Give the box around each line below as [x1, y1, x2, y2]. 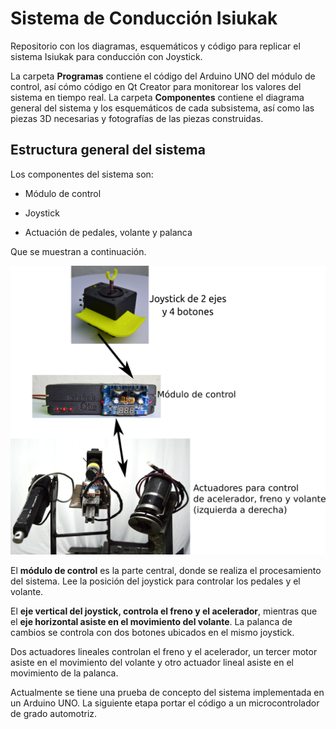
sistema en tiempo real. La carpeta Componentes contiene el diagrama [10, 91, 305, 103]
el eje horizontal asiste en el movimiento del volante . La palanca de [10, 615, 293, 627]
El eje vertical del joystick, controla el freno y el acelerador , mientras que [10, 605, 318, 617]
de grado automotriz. [10, 707, 98, 719]
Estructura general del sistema [10, 142, 206, 159]
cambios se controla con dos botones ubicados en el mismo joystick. [10, 626, 295, 638]
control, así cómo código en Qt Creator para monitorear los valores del [10, 80, 302, 92]
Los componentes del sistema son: [10, 168, 154, 180]
